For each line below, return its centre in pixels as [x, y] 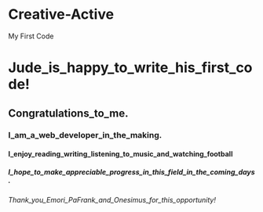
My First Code [31, 36]
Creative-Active [61, 14]
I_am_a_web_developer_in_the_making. [85, 135]
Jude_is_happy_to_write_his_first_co [130, 68]
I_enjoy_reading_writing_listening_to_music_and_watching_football [121, 154]
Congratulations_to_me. [68, 113]
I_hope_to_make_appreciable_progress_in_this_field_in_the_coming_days [131, 172]
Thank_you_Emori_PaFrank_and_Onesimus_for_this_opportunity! [112, 200]
